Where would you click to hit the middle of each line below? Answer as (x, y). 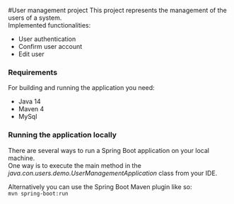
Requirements (33, 72)
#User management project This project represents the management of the (117, 10)
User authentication (47, 39)
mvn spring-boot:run (39, 193)
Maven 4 (31, 109)
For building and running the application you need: (81, 88)
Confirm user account (50, 46)
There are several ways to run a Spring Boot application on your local (109, 150)
